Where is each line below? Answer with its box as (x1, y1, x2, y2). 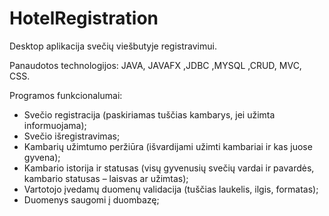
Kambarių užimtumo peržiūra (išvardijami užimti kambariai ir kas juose (23, 140, 313, 152)
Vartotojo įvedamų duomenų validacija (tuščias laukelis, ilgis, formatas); (23, 183, 319, 195)
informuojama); (23, 119, 87, 131)
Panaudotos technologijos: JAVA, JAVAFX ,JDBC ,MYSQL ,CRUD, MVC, (9, 59, 302, 71)
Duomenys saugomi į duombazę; (23, 193, 160, 206)
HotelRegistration (9, 7, 159, 30)
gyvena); (23, 151, 61, 163)
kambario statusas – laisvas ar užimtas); (23, 172, 189, 184)
